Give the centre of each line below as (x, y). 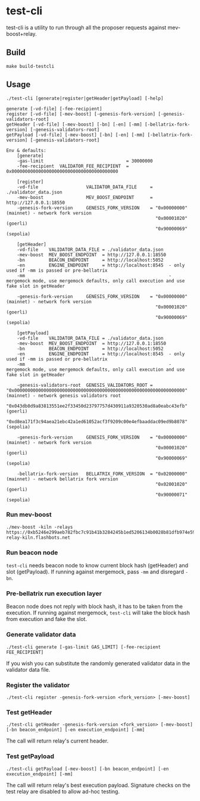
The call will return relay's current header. (57, 741)
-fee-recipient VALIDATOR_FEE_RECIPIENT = (73, 166)
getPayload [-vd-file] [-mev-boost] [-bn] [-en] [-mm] (76, 135)
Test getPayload (30, 756)
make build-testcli (30, 66)
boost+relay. (21, 33)
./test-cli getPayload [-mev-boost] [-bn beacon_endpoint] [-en (87, 769)
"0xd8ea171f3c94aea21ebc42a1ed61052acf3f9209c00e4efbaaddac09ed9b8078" (97, 421)
